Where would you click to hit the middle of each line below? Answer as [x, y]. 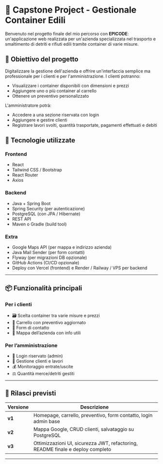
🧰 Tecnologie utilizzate [40, 140]
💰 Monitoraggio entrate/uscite [43, 367]
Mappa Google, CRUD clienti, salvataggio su [84, 429]
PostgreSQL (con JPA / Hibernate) [46, 214]
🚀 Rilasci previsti [31, 393]
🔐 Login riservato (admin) [37, 356]
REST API [22, 219]
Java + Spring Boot [31, 203]
